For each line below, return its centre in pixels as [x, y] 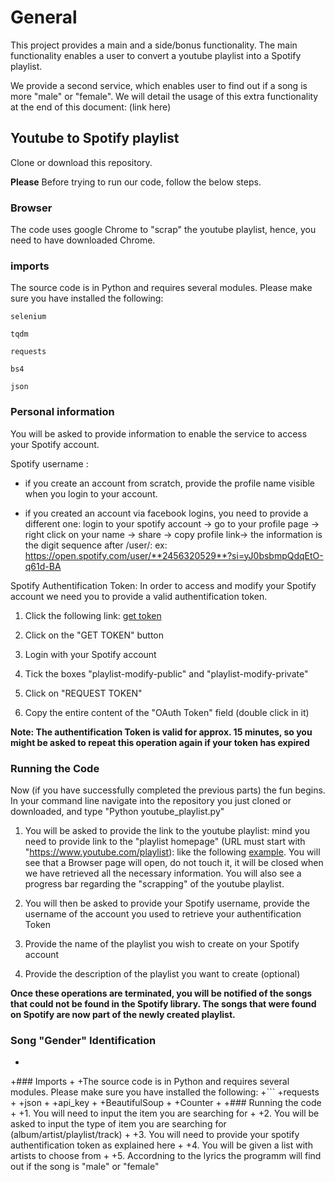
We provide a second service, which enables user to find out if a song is [159, 85]
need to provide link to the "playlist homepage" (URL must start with [165, 841]
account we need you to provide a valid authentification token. [139, 596]
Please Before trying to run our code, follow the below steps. [136, 182]
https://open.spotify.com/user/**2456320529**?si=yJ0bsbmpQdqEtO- [174, 555]
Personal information [62, 412]
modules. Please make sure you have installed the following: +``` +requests [165, 1092]
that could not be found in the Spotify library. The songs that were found [163, 1003]
